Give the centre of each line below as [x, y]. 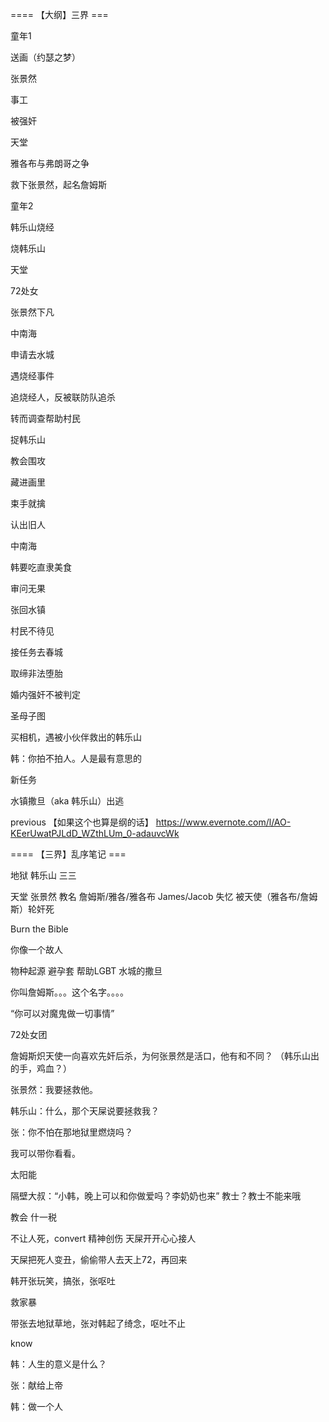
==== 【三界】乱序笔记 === [68, 854]
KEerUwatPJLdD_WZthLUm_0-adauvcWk [95, 833]
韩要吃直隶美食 [41, 567]
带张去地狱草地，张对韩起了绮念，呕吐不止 [98, 1323]
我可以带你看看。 [45, 1153]
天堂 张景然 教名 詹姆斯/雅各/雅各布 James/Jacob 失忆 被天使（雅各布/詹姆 [164, 896]
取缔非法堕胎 [36, 673]
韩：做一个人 [36, 1406]
